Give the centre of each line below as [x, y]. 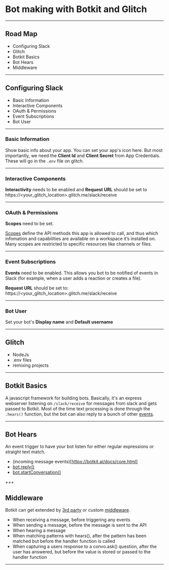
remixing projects [30, 365]
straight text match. [25, 452]
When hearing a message [39, 531]
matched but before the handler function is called [64, 541]
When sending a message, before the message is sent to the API [79, 525]
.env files [22, 360]
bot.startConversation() [37, 472]
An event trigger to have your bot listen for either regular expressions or [80, 447]
